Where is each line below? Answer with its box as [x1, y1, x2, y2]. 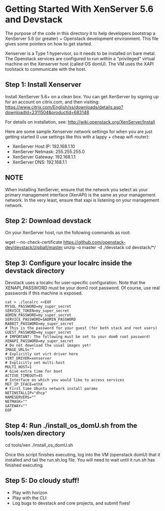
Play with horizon [12, 489, 48, 495]
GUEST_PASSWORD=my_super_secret [5, 330, 71, 335]
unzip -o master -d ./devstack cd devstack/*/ [64, 245, 156, 251]
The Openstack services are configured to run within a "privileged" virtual [5, 55, 155, 61]
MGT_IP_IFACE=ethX [5, 382, 43, 387]
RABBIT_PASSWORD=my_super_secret [5, 321, 74, 327]
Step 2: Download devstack [5, 216, 92, 225]
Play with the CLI [12, 495, 47, 501]
